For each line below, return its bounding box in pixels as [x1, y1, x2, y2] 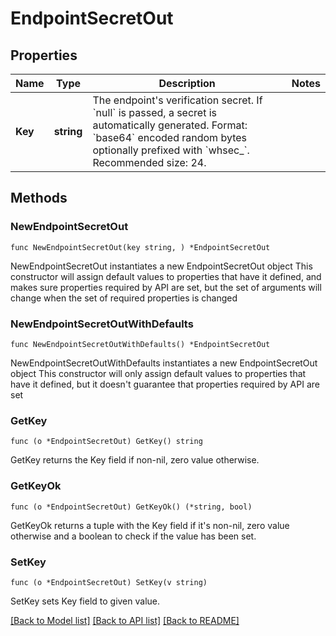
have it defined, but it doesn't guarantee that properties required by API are [10, 378, 320, 390]
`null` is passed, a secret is [92, 106, 218, 119]
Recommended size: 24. [92, 156, 207, 169]
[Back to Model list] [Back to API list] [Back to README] [10, 614, 240, 626]
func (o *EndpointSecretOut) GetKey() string [10, 437, 203, 447]
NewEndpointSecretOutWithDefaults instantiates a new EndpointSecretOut [10, 357, 318, 369]
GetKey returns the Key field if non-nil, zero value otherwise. [10, 454, 260, 466]
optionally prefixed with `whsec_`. [92, 143, 250, 157]
